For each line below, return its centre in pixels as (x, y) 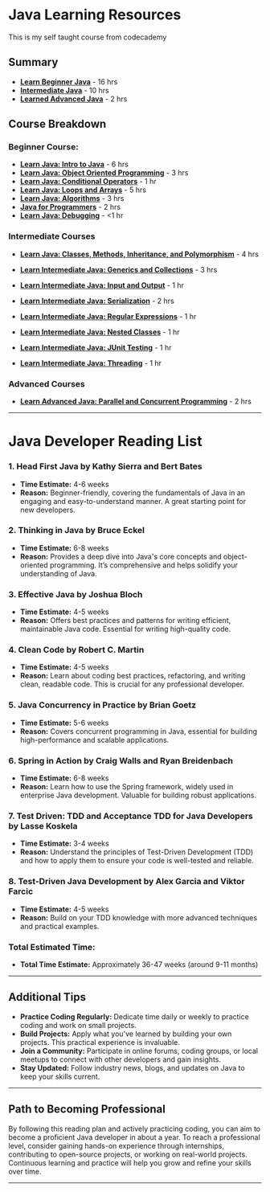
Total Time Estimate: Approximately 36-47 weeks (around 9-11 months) (139, 964)
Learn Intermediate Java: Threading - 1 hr (91, 363)
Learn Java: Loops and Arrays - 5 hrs (83, 190)
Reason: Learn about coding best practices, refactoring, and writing (133, 676)
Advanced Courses (47, 383)
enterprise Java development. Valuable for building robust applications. (138, 795)
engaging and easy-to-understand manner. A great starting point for (133, 501)
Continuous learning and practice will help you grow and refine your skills (130, 1162)
